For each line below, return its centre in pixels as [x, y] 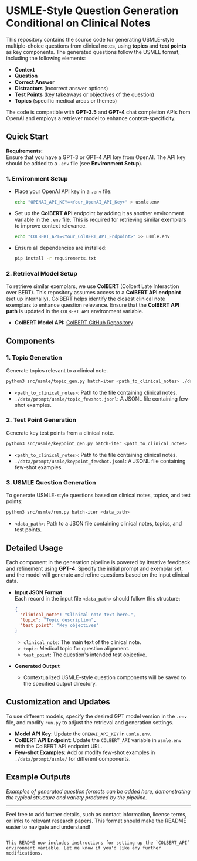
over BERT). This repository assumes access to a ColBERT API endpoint [94, 292]
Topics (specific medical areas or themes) [66, 100]
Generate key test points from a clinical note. [60, 433]
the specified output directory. [60, 684]
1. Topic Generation [34, 358]
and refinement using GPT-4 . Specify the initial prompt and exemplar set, [95, 568]
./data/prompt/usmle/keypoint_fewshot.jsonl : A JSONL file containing [100, 461]
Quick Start [27, 137]
